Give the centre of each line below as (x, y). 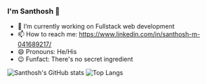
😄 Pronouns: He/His (47, 52)
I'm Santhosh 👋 (34, 11)
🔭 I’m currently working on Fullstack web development (96, 27)
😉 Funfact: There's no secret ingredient (75, 59)
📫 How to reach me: (47, 34)
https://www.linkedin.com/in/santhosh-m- (140, 34)
